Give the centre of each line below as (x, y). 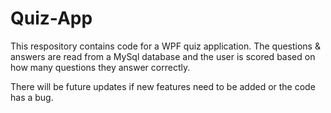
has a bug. (32, 97)
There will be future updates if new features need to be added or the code (163, 86)
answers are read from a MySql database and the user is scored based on (163, 56)
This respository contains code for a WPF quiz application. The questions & (165, 46)
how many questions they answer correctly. (100, 67)
